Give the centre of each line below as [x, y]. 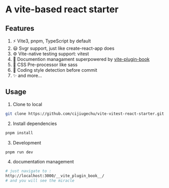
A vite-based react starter [62, 9]
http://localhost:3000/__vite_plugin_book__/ [55, 176]
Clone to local [27, 104]
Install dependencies [35, 123]
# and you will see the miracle [40, 181]
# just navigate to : [29, 171]
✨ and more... [27, 76]
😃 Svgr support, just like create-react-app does [63, 48]
